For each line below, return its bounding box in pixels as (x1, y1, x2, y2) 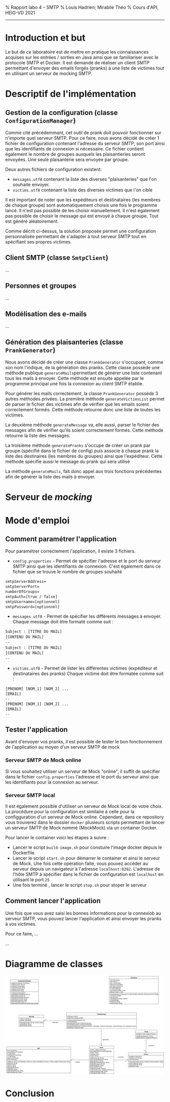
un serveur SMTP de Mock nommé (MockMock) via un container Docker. (5, 825, 158, 831)
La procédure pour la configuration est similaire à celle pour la (5, 809, 135, 815)
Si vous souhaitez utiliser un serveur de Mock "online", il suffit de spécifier (5, 768, 160, 774)
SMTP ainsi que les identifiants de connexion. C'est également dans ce (12, 563, 161, 569)
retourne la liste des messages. (5, 432, 71, 439)
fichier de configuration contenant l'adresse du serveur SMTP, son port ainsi (5, 140, 165, 146)
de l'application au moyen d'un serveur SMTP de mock (5, 744, 120, 750)
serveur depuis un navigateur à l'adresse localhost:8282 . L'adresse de (12, 866, 160, 872)
